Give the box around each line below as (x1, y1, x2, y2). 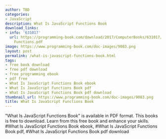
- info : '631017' (5, 30, 41, 35)
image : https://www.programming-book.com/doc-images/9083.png (5, 44, 136, 49)
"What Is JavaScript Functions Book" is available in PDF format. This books (5, 113, 158, 119)
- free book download (5, 62, 50, 67)
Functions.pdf (14, 40, 43, 45)
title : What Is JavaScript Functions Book (5, 99, 94, 104)
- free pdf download (5, 67, 48, 72)
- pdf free (5, 76, 28, 81)
